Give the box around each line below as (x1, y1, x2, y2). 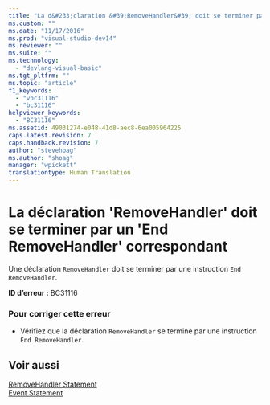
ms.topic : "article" (8, 79, 78, 87)
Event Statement (8, 388, 63, 398)
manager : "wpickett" (8, 162, 78, 170)
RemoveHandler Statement (8, 379, 98, 390)
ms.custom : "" (8, 19, 56, 27)
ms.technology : (8, 57, 59, 65)
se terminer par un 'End (8, 220, 169, 239)
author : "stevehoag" (8, 146, 78, 154)
